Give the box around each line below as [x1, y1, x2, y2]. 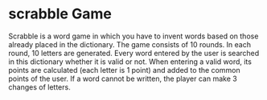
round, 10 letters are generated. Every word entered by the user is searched [8, 48, 260, 58]
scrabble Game [8, 5, 113, 23]
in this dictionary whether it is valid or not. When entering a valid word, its [8, 57, 252, 66]
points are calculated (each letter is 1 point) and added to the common [8, 65, 240, 74]
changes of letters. [8, 82, 71, 92]
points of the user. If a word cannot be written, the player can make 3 [8, 74, 237, 83]
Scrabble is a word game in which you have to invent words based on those [8, 31, 259, 41]
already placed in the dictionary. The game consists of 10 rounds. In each [8, 39, 252, 49]
